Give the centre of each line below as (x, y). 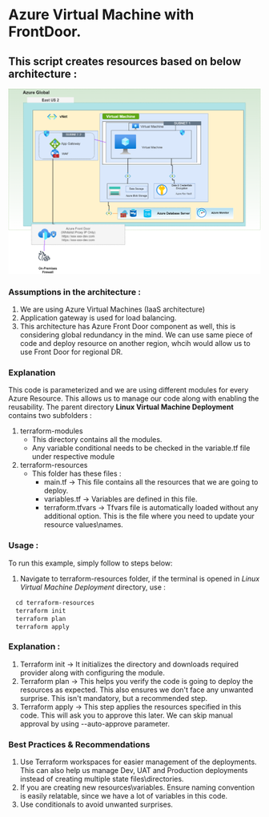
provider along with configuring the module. (92, 672)
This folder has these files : (76, 473)
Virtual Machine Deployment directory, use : (93, 587)
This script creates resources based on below (125, 61)
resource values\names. (84, 525)
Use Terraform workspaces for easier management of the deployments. (139, 762)
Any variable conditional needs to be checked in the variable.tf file (141, 448)
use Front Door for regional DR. (71, 352)
